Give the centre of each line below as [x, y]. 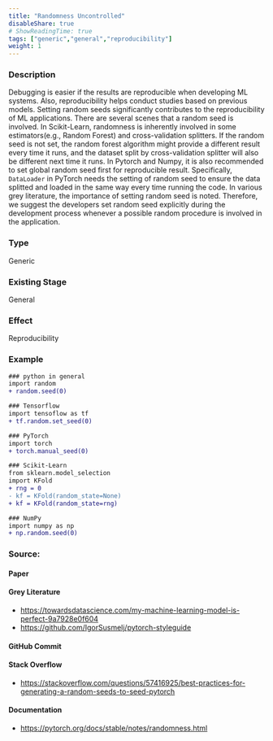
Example [26, 360]
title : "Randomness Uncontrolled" [67, 16]
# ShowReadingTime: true [50, 31]
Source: [24, 554]
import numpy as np [41, 525]
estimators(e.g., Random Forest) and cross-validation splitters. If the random [136, 136]
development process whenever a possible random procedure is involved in [135, 213]
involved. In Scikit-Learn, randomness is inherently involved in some [123, 127]
